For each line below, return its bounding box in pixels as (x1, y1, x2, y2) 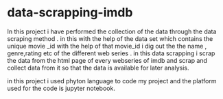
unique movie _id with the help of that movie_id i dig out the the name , (7, 42, 207, 50)
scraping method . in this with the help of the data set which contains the (7, 34, 213, 42)
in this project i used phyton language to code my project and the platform (7, 76, 217, 85)
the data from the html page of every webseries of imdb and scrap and (7, 56, 208, 64)
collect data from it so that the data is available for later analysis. (7, 63, 189, 72)
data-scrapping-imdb (7, 5, 133, 20)
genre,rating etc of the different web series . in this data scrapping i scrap (7, 49, 215, 57)
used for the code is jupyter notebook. (7, 84, 115, 92)
